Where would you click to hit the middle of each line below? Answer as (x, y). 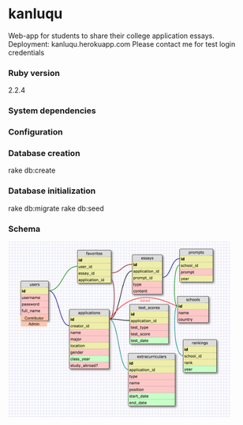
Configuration (36, 132)
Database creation (44, 153)
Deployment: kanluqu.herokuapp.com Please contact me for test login (122, 44)
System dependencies (52, 111)
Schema (24, 229)
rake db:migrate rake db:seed (56, 208)
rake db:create (32, 170)
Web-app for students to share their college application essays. (111, 36)
